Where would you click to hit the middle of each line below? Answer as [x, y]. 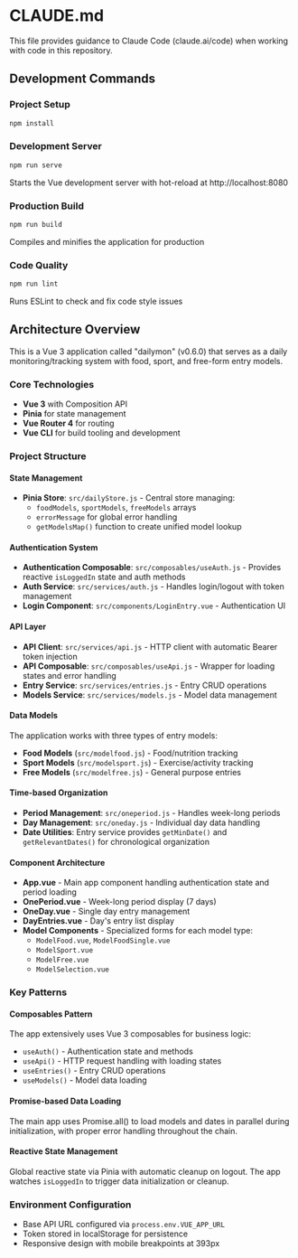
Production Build [47, 206]
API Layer [28, 627]
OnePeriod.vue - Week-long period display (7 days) [119, 902]
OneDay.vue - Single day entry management [106, 911]
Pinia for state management [74, 414]
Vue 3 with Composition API [75, 404]
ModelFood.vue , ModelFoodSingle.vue [103, 940]
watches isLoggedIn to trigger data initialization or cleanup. [119, 1181]
